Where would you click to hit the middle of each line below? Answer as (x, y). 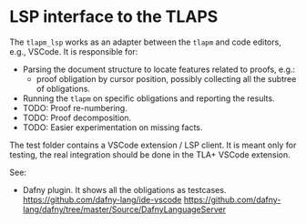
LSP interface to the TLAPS (114, 17)
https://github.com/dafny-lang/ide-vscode (102, 199)
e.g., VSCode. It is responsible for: (74, 51)
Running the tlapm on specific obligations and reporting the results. (148, 98)
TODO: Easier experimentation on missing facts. (112, 127)
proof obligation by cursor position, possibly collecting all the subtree (166, 78)
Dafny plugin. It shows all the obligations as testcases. (124, 189)
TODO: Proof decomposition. (77, 117)
